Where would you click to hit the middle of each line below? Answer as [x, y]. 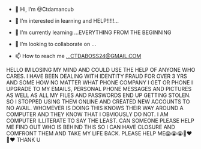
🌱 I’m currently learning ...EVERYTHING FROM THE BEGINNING [93, 32]
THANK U [28, 140]
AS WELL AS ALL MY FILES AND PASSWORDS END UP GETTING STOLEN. [98, 95]
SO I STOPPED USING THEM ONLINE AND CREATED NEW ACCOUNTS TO [98, 101]
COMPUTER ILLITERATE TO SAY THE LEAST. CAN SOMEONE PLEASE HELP [100, 121]
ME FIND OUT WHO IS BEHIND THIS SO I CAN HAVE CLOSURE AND [91, 127]
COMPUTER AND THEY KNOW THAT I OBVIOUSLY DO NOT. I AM [88, 114]
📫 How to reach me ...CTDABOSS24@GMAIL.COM [78, 56]
